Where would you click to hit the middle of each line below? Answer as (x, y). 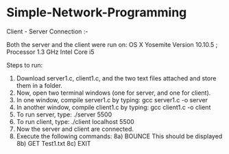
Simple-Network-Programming (97, 13)
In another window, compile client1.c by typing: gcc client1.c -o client (113, 107)
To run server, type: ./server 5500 (64, 114)
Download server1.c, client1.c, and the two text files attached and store (116, 78)
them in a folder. (39, 85)
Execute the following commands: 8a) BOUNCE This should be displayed (119, 136)
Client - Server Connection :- (47, 31)
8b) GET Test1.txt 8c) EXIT (53, 143)
